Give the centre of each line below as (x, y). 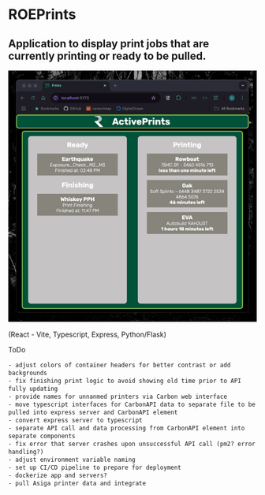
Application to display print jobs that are (109, 44)
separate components (42, 436)
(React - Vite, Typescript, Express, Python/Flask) (88, 334)
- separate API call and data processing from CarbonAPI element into (127, 428)
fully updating (33, 389)
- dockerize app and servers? (58, 475)
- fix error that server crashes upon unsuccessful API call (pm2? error (132, 444)
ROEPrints (42, 15)
